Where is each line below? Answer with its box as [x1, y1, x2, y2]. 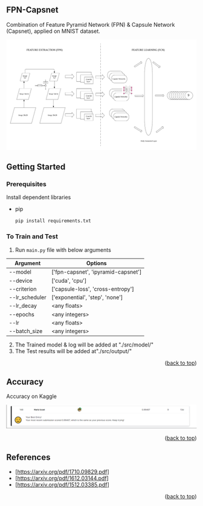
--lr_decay [8, 302, 37, 309]
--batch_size [8, 328, 43, 335]
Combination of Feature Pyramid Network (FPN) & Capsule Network [6, 21, 175, 28]
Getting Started [6, 162, 66, 172]
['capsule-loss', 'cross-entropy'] [51, 285, 134, 292]
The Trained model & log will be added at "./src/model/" [14, 341, 154, 348]
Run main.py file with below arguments [14, 246, 112, 254]
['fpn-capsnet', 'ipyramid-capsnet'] [51, 268, 142, 275]
